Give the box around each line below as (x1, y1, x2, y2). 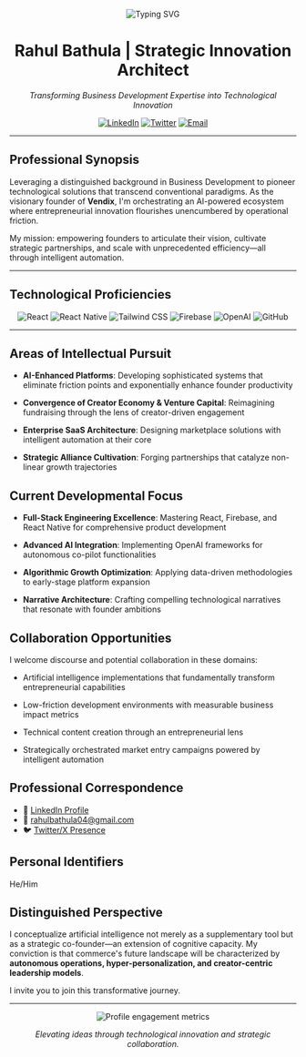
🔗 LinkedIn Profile (22, 804, 89, 815)
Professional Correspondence (9, 780, 184, 796)
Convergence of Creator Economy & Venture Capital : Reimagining (22, 397, 275, 409)
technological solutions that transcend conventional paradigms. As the (9, 186, 274, 197)
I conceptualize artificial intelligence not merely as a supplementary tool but (9, 929, 294, 940)
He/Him (9, 879, 38, 889)
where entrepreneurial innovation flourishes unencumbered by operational (9, 205, 289, 216)
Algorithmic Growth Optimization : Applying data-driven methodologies (22, 567, 293, 578)
